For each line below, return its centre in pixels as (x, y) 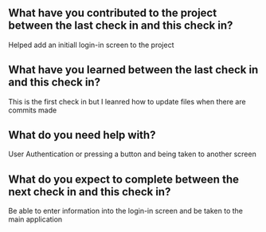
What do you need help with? (82, 135)
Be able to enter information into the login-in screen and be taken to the (126, 211)
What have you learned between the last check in (133, 70)
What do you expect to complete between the (123, 179)
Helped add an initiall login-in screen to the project (91, 45)
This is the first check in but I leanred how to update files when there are (127, 101)
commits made (33, 110)
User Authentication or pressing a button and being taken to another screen (132, 154)
